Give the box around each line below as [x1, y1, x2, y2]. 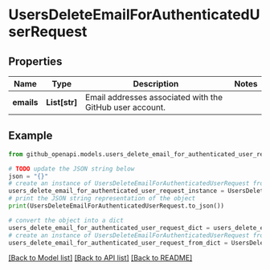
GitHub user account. [85, 102, 166, 113]
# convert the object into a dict [8, 216, 125, 224]
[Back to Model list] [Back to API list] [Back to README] [8, 253, 193, 263]
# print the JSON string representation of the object [8, 195, 196, 203]
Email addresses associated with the [85, 92, 223, 103]
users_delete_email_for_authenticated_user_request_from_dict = [8, 239, 228, 247]
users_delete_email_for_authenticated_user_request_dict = [8, 224, 211, 232]
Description [133, 79, 179, 89]
